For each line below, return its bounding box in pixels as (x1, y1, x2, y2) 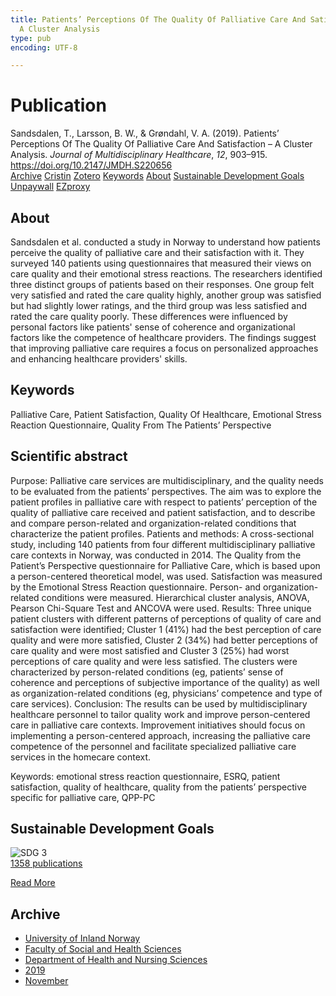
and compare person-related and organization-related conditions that (10, 517, 297, 529)
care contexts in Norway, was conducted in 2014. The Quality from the (10, 549, 302, 561)
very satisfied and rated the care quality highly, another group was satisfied (10, 289, 322, 301)
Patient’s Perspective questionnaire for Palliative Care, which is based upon (10, 559, 321, 571)
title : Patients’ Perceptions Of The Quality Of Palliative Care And (10, 14, 307, 25)
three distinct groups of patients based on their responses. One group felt (10, 279, 315, 290)
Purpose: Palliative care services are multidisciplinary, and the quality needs (10, 474, 324, 486)
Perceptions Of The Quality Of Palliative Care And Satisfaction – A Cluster (10, 138, 313, 150)
